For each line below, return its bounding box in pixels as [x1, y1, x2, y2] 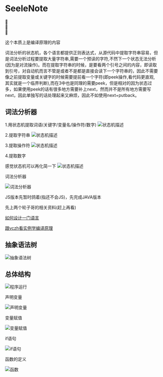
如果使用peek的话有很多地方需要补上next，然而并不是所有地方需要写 [13, 86, 151, 92]
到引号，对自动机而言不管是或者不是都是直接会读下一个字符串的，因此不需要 [5, 68, 158, 73]
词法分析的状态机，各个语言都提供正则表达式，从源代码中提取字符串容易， [5, 50, 154, 55]
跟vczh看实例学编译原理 [5, 225, 53, 231]
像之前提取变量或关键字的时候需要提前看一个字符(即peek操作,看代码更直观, [5, 74, 155, 80]
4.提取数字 [5, 153, 26, 159]
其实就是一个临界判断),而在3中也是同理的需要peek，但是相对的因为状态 [5, 80, 148, 86]
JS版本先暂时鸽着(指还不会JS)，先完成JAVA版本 [5, 194, 101, 200]
